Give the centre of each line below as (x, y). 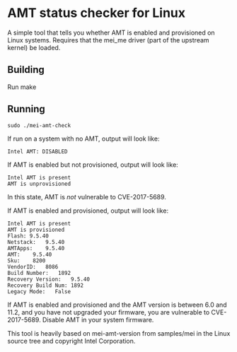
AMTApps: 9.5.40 (36, 248)
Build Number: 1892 (39, 273)
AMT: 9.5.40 (30, 254)
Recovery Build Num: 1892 (45, 285)
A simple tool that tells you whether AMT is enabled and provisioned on (111, 33)
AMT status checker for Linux (97, 13)
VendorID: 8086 (33, 266)
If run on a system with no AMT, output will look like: (83, 139)
